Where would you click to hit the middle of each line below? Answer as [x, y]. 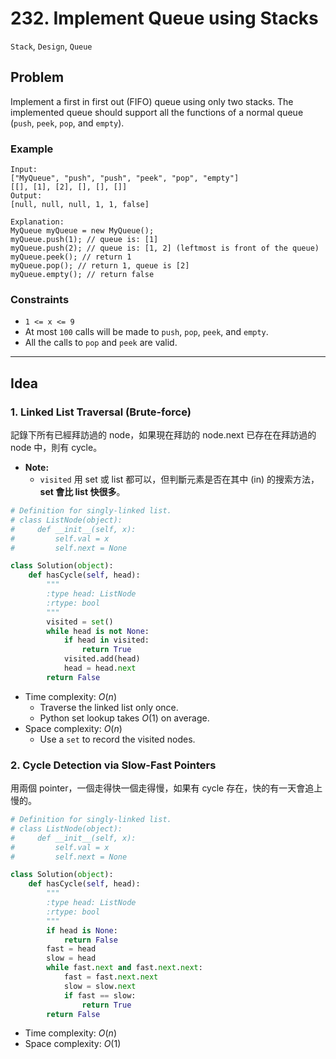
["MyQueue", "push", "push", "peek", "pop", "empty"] [125, 178]
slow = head [71, 958]
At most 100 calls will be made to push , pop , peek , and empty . [146, 332]
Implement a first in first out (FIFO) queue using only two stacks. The [152, 101]
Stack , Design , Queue [51, 46]
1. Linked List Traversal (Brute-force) [101, 412]
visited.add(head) [102, 659]
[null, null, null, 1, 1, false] [80, 205]
